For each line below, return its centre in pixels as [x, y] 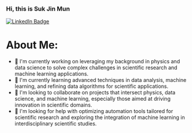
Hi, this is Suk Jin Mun [38, 9]
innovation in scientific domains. [53, 105]
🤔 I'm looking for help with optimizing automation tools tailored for [94, 111]
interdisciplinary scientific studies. [56, 124]
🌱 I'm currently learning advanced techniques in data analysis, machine [100, 80]
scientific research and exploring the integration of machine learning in [100, 117]
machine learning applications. [51, 74]
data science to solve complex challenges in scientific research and [96, 68]
